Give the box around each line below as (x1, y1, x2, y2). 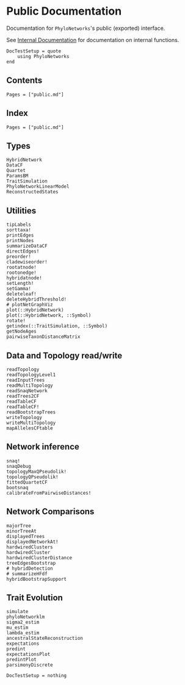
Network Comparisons (6, 506, 95, 517)
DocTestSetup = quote (6, 48, 62, 54)
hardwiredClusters (6, 544, 53, 550)
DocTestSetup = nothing (6, 673, 67, 679)
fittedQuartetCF (6, 479, 48, 486)
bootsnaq (6, 484, 29, 490)
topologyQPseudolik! (6, 474, 59, 480)
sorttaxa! (6, 227, 32, 233)
